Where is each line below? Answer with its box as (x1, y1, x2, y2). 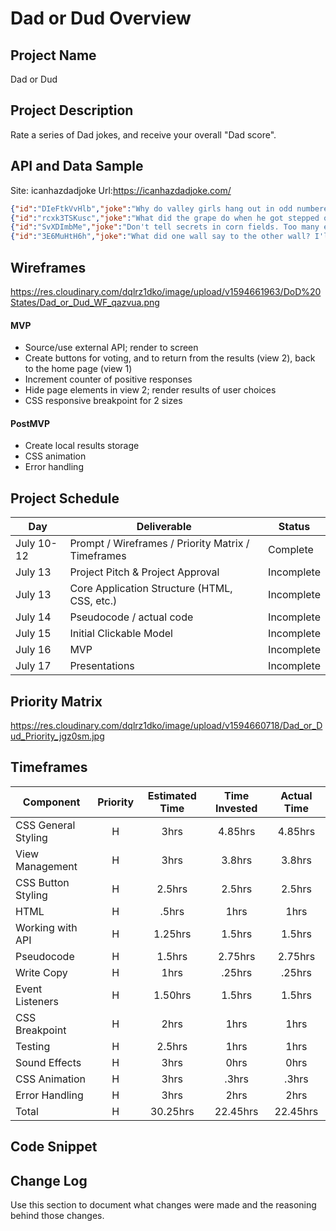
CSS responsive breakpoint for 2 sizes (24, 395, 183, 407)
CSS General (15, 818, 76, 832)
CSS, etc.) (69, 594, 118, 608)
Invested (215, 801, 258, 815)
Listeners (15, 994, 60, 1008)
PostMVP (10, 417, 51, 429)
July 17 (15, 659, 52, 673)
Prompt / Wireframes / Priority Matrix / (69, 537, 250, 551)
